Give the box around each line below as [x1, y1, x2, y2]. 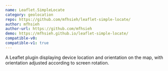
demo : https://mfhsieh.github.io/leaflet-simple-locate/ [5, 31, 129, 36]
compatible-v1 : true [5, 41, 49, 46]
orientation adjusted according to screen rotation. [5, 59, 109, 66]
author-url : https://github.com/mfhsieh [5, 26, 93, 31]
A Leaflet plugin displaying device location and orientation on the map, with [5, 54, 163, 60]
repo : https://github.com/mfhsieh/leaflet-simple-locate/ [5, 17, 131, 22]
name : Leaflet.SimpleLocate [5, 7, 65, 13]
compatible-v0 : [5, 36, 38, 41]
